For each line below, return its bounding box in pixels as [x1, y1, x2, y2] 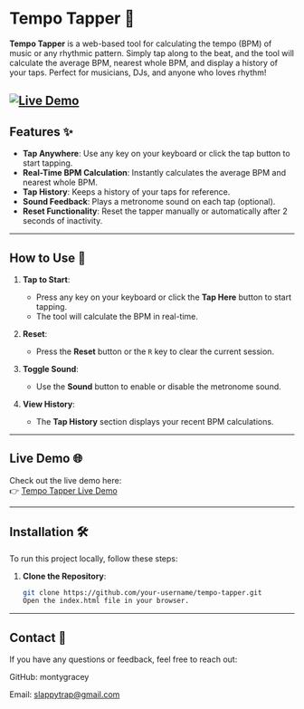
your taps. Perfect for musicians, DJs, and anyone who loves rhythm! [9, 67, 267, 78]
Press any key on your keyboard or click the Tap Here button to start [35, 292, 292, 302]
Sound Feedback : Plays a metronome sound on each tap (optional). [22, 196, 276, 207]
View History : [22, 398, 75, 409]
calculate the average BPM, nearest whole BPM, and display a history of [9, 57, 279, 68]
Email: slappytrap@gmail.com [9, 689, 120, 700]
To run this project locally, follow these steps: [9, 552, 178, 564]
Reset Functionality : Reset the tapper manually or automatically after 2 [22, 206, 288, 216]
